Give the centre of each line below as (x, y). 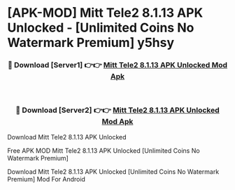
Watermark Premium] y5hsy (91, 43)
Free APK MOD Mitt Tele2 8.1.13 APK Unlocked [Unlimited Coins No (104, 150)
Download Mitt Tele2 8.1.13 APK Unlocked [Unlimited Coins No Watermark (113, 171)
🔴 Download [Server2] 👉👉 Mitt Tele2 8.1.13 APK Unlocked (117, 110)
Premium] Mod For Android (47, 179)
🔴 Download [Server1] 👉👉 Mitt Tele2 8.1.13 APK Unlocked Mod (117, 65)
